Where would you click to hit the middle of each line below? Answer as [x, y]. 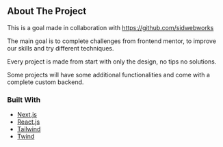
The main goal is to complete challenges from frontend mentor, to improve [112, 41]
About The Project [47, 11]
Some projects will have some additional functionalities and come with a [109, 75]
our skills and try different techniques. [61, 48]
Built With [24, 100]
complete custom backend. [45, 82]
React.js [28, 122]
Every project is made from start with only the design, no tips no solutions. [112, 62]
